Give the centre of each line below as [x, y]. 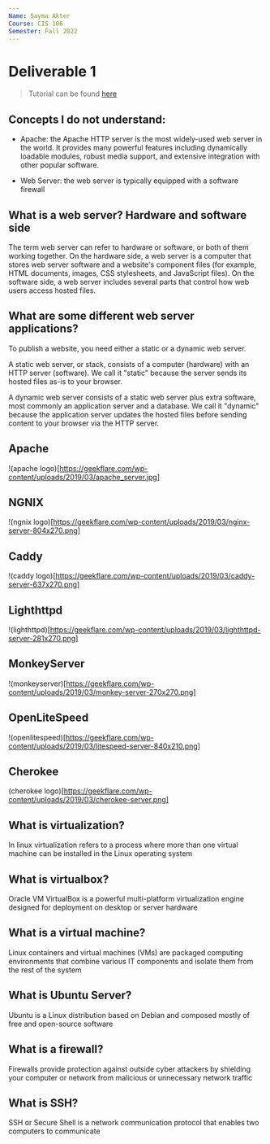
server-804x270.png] [45, 531]
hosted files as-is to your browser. [66, 381]
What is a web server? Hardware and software [128, 215]
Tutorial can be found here [73, 94]
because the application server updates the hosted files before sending [128, 414]
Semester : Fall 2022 [43, 31]
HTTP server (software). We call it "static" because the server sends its [128, 373]
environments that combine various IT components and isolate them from [131, 961]
